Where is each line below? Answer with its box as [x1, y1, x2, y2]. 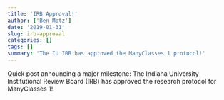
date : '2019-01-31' [7, 23, 66, 30]
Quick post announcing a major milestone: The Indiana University [7, 69, 200, 78]
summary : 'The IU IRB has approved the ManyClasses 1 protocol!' [7, 50, 205, 57]
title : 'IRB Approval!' [7, 10, 78, 18]
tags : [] [7, 43, 34, 50]
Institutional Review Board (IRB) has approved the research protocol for [7, 77, 217, 85]
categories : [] [7, 37, 53, 44]
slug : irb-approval [7, 30, 66, 38]
